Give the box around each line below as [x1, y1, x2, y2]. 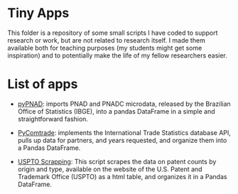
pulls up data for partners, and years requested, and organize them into [17, 136, 227, 144]
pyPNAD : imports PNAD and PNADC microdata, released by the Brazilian [17, 99, 231, 108]
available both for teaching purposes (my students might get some [7, 43, 202, 52]
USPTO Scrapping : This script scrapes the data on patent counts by [17, 157, 217, 166]
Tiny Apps [7, 5, 70, 21]
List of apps [7, 76, 78, 92]
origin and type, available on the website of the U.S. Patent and [17, 165, 202, 173]
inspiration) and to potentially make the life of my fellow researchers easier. [7, 51, 227, 60]
